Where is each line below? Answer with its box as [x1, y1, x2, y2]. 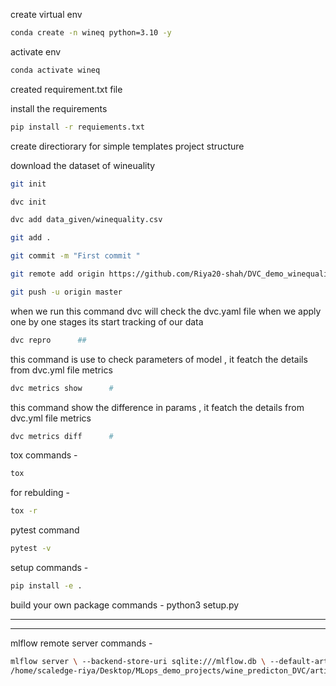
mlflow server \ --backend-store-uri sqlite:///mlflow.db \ [10, 656, 267, 666]
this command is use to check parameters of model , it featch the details [10, 353, 308, 365]
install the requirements [10, 102, 108, 114]
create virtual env [10, 9, 83, 20]
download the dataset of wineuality [10, 159, 156, 171]
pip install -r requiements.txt [10, 122, 145, 132]
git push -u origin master [10, 287, 123, 297]
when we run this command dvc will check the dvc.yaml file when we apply [10, 305, 322, 317]
